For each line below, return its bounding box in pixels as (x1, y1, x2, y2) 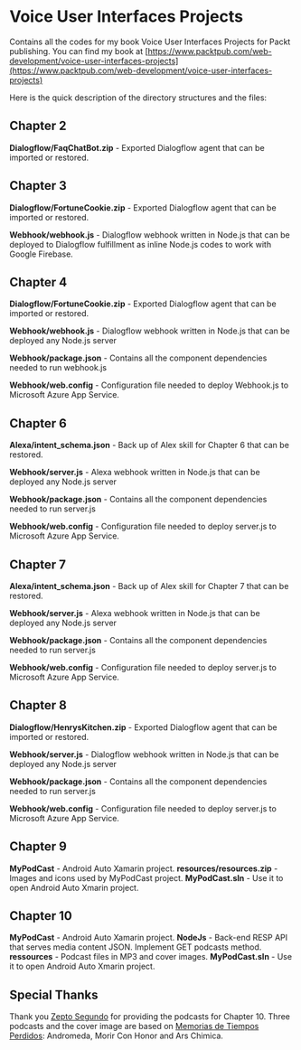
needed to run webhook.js (9, 362, 107, 373)
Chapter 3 (9, 178, 68, 193)
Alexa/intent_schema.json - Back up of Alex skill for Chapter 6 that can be (9, 440, 289, 451)
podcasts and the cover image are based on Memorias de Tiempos (9, 1021, 259, 1032)
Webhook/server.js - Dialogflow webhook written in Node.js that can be (9, 748, 279, 760)
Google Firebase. (9, 248, 74, 259)
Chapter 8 (9, 698, 68, 713)
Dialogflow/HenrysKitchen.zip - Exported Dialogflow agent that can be (9, 721, 277, 733)
